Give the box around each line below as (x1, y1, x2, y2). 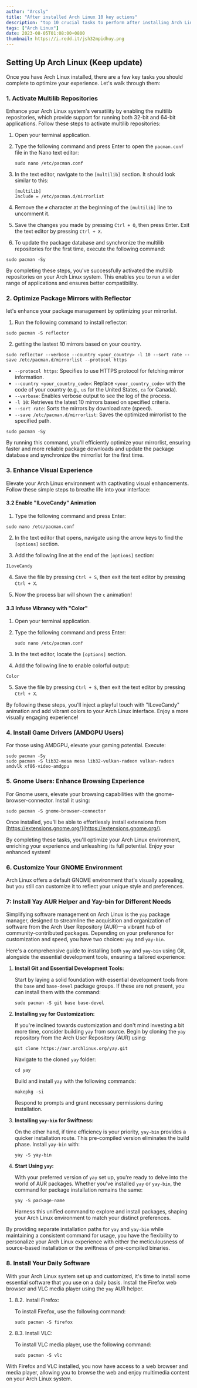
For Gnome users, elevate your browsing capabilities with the (6, 790, 154, 797)
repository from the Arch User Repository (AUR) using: (14, 1034, 147, 1041)
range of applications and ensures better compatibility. (6, 280, 138, 287)
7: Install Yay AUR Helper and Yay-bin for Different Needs (6, 897, 172, 905)
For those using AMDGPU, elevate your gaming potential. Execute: (6, 742, 166, 749)
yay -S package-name (14, 1198, 65, 1204)
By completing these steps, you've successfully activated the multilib (6, 267, 173, 274)
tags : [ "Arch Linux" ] (6, 25, 59, 31)
